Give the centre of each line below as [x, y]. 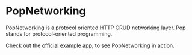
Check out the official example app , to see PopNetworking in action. [90, 45]
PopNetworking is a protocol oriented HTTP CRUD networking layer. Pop [96, 27]
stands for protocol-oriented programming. [59, 33]
